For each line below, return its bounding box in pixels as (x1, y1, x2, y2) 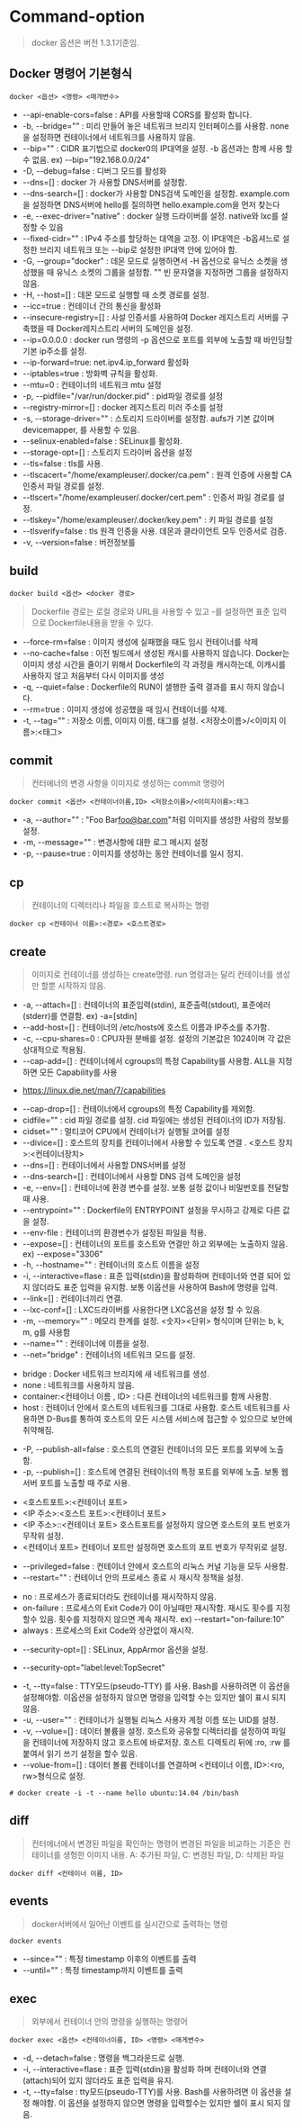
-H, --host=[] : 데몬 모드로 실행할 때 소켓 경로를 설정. (22, 289, 209, 300)
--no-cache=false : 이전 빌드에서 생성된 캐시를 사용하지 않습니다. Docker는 (22, 647, 290, 658)
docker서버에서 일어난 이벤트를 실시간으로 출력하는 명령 (31, 1918, 228, 1929)
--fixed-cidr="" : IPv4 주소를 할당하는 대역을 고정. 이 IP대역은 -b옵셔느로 (22, 232, 280, 244)
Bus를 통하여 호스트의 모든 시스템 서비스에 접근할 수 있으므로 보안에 (55, 1413, 293, 1424)
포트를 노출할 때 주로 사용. (39, 1478, 130, 1488)
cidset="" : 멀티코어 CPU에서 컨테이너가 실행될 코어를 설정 (22, 1126, 231, 1136)
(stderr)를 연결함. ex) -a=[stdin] (22, 1011, 138, 1021)
